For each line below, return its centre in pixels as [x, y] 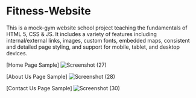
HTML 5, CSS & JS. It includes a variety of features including [81, 34]
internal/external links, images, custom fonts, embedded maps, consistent [98, 40]
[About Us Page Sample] [37, 76]
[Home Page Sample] [33, 65]
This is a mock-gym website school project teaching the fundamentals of [97, 28]
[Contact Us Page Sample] [39, 88]
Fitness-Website [49, 11]
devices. [17, 53]
